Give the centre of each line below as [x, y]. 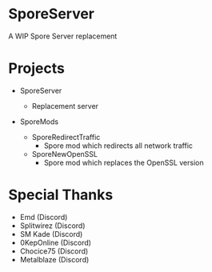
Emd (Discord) [44, 217]
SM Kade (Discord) [51, 234]
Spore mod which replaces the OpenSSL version [124, 162]
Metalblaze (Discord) [54, 259]
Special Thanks [61, 195]
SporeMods [39, 122]
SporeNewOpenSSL [65, 154]
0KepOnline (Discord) [56, 242]
